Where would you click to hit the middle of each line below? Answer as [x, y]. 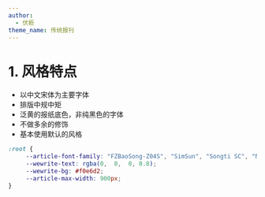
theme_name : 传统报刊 [41, 30]
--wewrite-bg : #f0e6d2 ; [65, 171]
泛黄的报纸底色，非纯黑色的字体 [71, 114]
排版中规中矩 [40, 105]
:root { [21, 149]
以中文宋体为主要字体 [54, 95]
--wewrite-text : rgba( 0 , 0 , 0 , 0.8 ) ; [91, 164]
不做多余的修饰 [44, 125]
